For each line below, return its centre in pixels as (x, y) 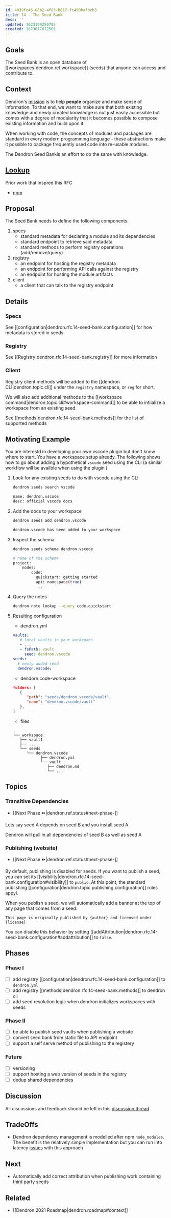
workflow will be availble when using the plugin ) (56, 468)
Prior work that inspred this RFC (39, 182)
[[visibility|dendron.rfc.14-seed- (70, 877)
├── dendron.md (63, 766)
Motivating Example (38, 440)
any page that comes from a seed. (41, 908)
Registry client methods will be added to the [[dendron (63, 381)
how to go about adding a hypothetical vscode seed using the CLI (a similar (84, 462)
